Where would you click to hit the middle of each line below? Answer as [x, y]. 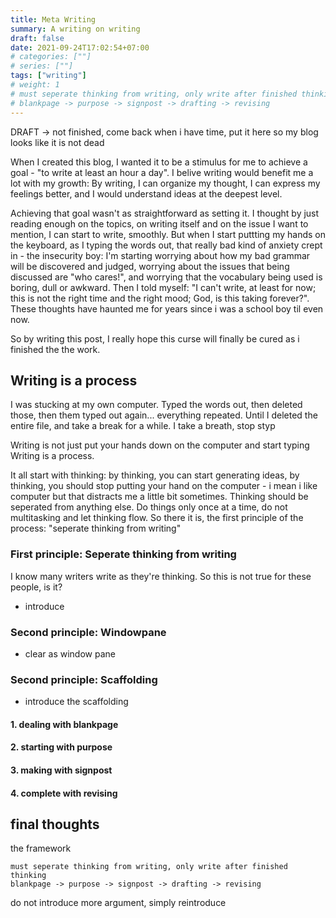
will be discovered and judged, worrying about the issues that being [150, 266]
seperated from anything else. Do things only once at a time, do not [149, 507]
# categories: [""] [51, 57]
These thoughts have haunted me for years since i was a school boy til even [167, 308]
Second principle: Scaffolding [84, 679]
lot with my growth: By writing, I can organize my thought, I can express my [165, 183]
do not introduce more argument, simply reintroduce [118, 903]
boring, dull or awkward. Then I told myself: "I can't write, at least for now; [163, 287]
